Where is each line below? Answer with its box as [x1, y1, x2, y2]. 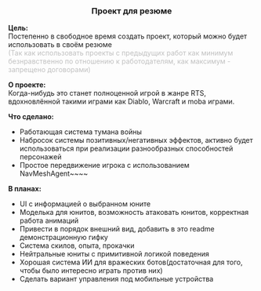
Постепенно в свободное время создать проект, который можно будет [8, 31, 248, 41]
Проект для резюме [91, 5, 172, 16]
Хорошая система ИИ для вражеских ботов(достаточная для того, [19, 257, 243, 267]
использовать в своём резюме [8, 40, 112, 49]
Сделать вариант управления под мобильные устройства [19, 275, 214, 284]
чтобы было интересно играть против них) [19, 266, 163, 275]
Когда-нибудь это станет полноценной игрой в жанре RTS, [8, 89, 206, 98]
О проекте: [8, 80, 46, 89]
